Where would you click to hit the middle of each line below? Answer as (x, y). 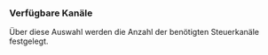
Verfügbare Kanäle (51, 13)
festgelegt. (29, 41)
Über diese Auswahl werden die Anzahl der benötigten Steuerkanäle (134, 32)
